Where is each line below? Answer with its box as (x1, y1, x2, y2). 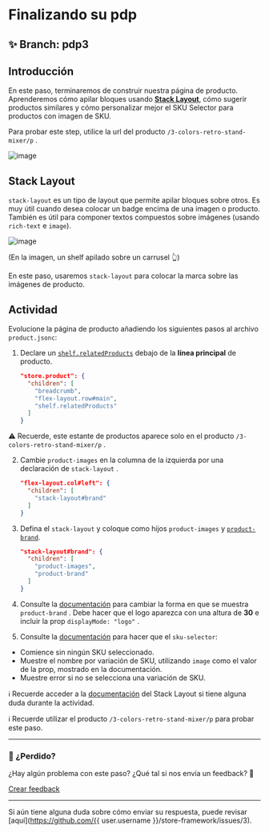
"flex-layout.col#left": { (19, 479, 110, 488)
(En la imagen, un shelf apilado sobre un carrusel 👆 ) (8, 252, 180, 262)
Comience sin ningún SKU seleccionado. (19, 647, 155, 657)
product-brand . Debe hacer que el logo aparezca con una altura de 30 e (19, 607, 259, 618)
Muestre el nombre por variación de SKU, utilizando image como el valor (19, 655, 258, 666)
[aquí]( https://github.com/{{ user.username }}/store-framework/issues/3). (8, 815, 252, 826)
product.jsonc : (8, 332, 58, 342)
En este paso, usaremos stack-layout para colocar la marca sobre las (8, 271, 239, 281)
